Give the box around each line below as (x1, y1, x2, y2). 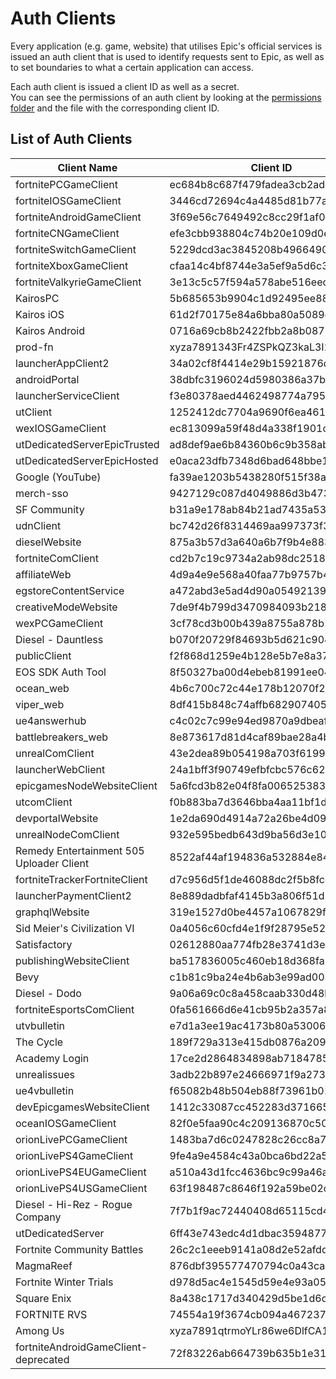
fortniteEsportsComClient (15, 1002, 135, 1016)
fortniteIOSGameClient (15, 193, 122, 207)
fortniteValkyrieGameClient (15, 275, 142, 289)
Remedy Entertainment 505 (15, 843, 145, 857)
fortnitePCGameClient (15, 177, 118, 191)
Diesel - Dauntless (15, 632, 104, 646)
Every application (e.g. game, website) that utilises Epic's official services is (10, 40, 323, 52)
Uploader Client (15, 856, 90, 870)
